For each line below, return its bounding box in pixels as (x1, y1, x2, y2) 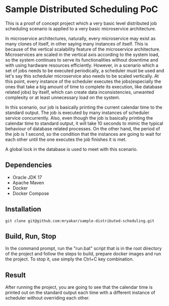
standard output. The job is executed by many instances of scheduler (5, 110, 150, 116)
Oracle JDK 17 (12, 174, 42, 180)
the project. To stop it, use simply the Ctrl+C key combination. (5, 256, 134, 262)
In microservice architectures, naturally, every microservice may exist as (5, 35, 156, 41)
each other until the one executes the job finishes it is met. (5, 136, 127, 142)
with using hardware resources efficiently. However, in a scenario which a (5, 62, 159, 68)
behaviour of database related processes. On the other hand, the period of (5, 125, 160, 132)
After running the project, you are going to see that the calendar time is (5, 284, 153, 290)
